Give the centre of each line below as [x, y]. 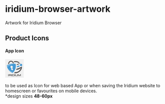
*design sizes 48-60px [29, 96]
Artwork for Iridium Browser [33, 23]
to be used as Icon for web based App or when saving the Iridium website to [83, 85]
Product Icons [27, 38]
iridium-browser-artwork [58, 9]
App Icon [15, 51]
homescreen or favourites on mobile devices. [51, 91]
